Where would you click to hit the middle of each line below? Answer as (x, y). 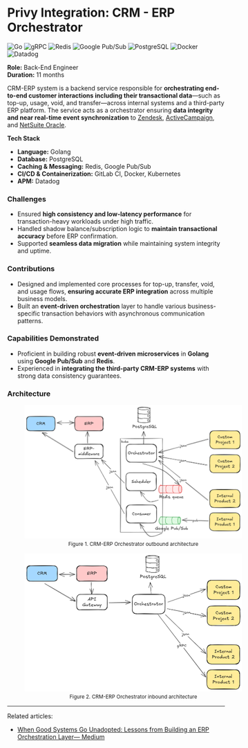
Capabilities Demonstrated (53, 338)
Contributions (31, 269)
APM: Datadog (38, 181)
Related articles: (30, 716)
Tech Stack (23, 138)
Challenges (27, 199)
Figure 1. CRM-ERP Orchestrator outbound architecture (133, 544)
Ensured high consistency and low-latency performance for (104, 214)
